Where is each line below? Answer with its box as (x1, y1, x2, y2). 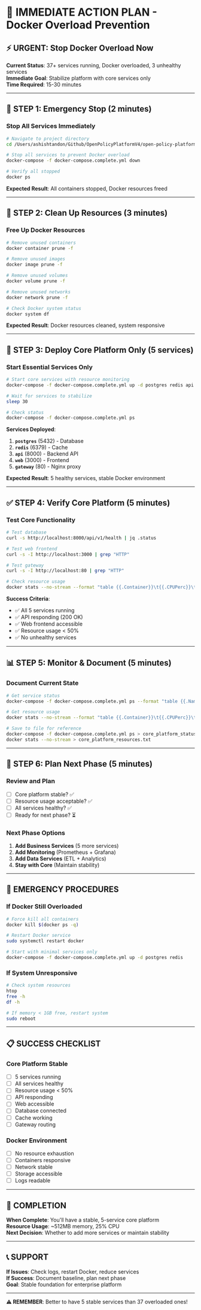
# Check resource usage (6, 579, 66, 585)
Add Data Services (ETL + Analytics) (14, 855, 106, 862)
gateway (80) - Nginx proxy (14, 463, 81, 471)
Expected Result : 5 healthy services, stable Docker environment (6, 475, 166, 482)
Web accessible (14, 1100, 54, 1107)
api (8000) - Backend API (14, 450, 79, 457)
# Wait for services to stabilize (6, 393, 93, 399)
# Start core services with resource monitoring (6, 377, 130, 383)
